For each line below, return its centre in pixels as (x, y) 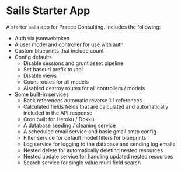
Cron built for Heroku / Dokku (59, 119)
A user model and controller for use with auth (69, 44)
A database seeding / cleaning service (69, 125)
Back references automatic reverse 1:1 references (83, 100)
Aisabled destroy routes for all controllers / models (84, 88)
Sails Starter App (48, 11)
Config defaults (33, 57)
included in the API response (58, 113)
